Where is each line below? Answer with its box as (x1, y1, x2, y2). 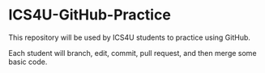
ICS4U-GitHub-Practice (8, 6, 172, 24)
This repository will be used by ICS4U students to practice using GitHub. (8, 32, 251, 42)
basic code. (8, 57, 48, 67)
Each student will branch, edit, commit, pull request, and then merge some (8, 48, 257, 58)
